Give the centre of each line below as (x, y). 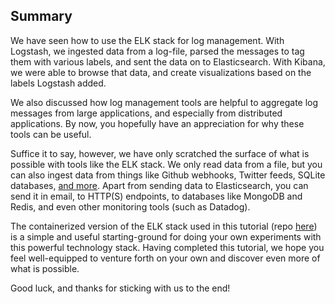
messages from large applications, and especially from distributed (146, 113)
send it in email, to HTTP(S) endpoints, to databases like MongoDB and (156, 196)
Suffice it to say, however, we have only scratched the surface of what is (160, 153)
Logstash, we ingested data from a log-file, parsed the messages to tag (157, 51)
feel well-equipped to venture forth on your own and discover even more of (165, 258)
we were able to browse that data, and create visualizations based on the (161, 72)
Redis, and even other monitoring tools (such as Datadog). (130, 206)
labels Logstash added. (58, 83)
